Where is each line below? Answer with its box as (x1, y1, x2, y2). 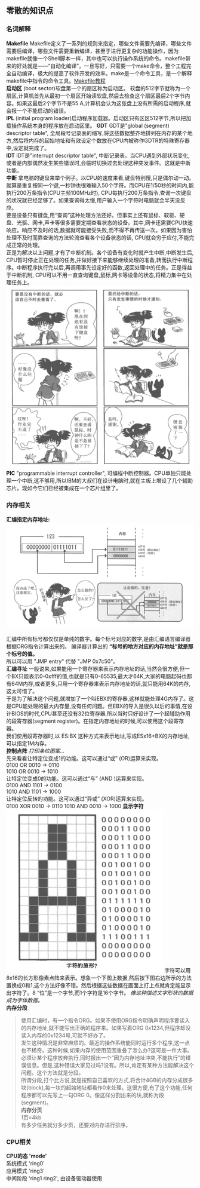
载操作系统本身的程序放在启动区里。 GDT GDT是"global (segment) (6, 122, 170, 129)
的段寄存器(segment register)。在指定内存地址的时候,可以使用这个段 (6, 717, 174, 725)
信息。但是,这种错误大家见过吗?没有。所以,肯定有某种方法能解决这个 (26, 1062, 195, 1069)
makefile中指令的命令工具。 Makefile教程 (6, 77, 106, 84)
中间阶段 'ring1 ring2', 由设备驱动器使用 (6, 1175, 103, 1182)
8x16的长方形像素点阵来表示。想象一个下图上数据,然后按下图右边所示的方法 (6, 974, 192, 981)
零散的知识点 (6, 5, 54, 16)
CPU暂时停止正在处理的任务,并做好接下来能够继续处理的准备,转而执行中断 (6, 256, 188, 263)
